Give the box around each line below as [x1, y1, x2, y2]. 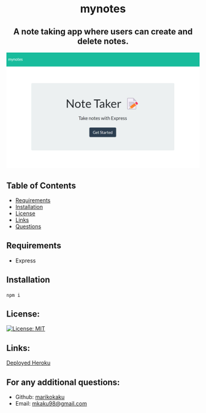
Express [15, 257, 36, 264]
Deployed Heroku [6, 359, 51, 367]
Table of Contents [6, 180, 77, 191]
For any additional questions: [6, 377, 120, 387]
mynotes [80, 2, 126, 16]
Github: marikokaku [15, 393, 65, 401]
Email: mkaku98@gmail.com [15, 400, 87, 407]
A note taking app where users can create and [13, 26, 193, 37]
